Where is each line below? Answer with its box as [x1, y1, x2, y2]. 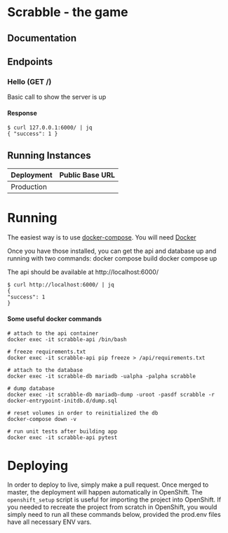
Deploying [7, 457, 69, 473]
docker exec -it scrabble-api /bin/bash [7, 336, 128, 343]
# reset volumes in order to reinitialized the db [7, 410, 159, 417]
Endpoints [7, 55, 53, 67]
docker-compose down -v [7, 416, 77, 423]
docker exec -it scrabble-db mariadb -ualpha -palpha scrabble [7, 373, 196, 380]
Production [11, 182, 48, 192]
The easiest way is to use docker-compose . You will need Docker [7, 233, 196, 242]
